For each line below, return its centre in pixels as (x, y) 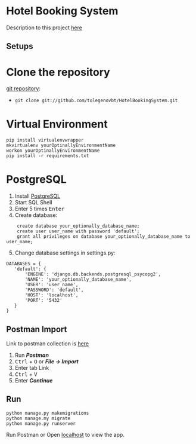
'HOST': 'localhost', (52, 295)
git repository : (23, 88)
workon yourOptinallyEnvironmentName (53, 151)
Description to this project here (44, 27)
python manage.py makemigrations (48, 413)
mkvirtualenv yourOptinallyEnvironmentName (61, 146)
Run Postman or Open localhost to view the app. (66, 434)
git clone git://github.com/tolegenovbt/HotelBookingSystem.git (96, 101)
